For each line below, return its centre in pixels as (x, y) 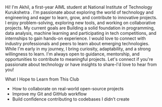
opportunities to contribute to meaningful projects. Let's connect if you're (79, 59)
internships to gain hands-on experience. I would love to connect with (75, 38)
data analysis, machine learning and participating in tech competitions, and (81, 33)
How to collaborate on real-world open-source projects (68, 89)
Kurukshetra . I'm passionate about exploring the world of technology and (79, 12)
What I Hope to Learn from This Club (42, 79)
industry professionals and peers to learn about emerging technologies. (77, 43)
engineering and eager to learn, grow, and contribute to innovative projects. (81, 17)
